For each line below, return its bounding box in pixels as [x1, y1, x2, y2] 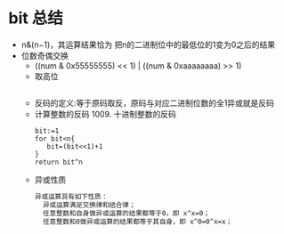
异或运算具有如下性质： [34, 192, 109, 201]
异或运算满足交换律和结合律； [42, 200, 136, 209]
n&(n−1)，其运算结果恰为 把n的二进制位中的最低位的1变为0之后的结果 [20, 39, 276, 50]
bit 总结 [8, 8, 64, 28]
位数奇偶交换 [20, 50, 69, 61]
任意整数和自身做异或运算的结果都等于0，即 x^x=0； [42, 208, 210, 218]
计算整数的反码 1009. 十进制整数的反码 [34, 109, 177, 119]
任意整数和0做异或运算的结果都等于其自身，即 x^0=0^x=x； [42, 217, 233, 226]
